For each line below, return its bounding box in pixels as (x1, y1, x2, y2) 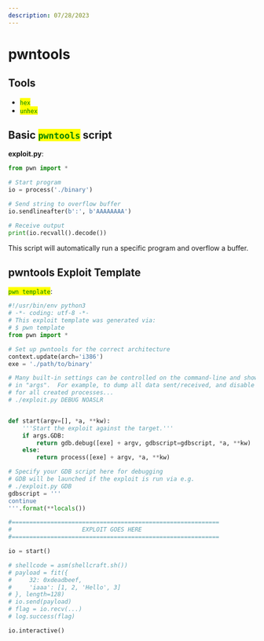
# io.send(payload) (8, 598, 72, 606)
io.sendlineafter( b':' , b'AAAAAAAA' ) (8, 207, 132, 215)
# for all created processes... (8, 389, 114, 397)
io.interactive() (8, 626, 65, 635)
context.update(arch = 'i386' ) (8, 353, 104, 361)
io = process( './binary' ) (8, 186, 93, 194)
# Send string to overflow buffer (8, 200, 122, 208)
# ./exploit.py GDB (8, 482, 72, 490)
